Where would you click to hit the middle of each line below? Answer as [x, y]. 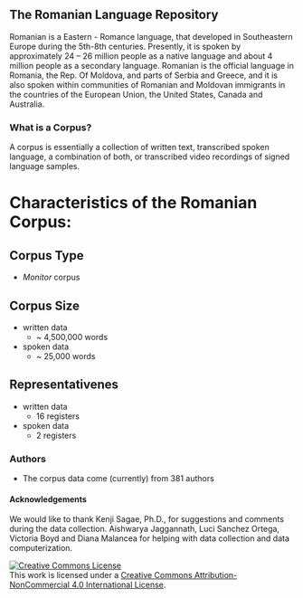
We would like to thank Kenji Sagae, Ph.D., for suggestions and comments [147, 519]
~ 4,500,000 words [72, 337]
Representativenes [64, 385]
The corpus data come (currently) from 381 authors [118, 479]
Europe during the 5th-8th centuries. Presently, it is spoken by [125, 46]
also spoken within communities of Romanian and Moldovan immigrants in [147, 84]
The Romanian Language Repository [114, 15]
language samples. [44, 166]
